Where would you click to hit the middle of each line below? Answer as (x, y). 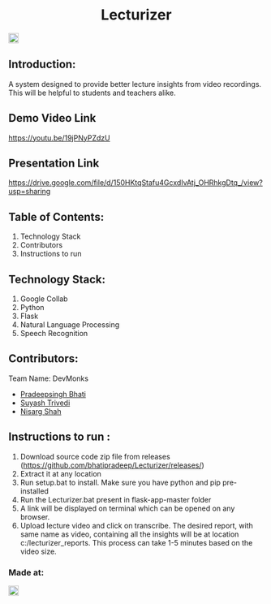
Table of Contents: (56, 217)
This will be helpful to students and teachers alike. (92, 93)
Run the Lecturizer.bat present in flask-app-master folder (116, 499)
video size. (38, 551)
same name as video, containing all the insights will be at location (129, 534)
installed (34, 491)
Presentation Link (54, 163)
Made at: (26, 572)
